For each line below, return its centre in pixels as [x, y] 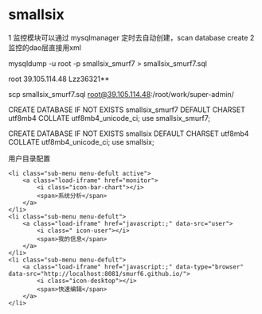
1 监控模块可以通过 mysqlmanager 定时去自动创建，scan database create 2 [131, 37]
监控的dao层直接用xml [45, 47]
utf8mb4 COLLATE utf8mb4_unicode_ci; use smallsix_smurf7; [109, 118]
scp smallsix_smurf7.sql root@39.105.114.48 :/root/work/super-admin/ [121, 94]
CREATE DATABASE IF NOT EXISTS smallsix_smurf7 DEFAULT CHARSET [127, 110]
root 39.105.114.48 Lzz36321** [59, 79]
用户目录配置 [29, 158]
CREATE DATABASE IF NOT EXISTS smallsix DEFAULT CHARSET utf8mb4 [129, 134]
